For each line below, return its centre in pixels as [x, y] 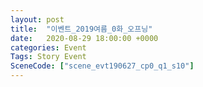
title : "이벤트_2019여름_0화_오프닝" [81, 29]
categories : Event [48, 47]
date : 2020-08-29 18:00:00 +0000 [84, 38]
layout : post [37, 19]
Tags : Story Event [48, 57]
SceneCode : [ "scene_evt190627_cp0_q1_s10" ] [102, 66]
